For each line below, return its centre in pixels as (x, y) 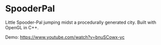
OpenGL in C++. (22, 27)
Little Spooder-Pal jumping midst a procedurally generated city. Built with (81, 22)
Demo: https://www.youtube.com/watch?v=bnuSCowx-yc (65, 37)
